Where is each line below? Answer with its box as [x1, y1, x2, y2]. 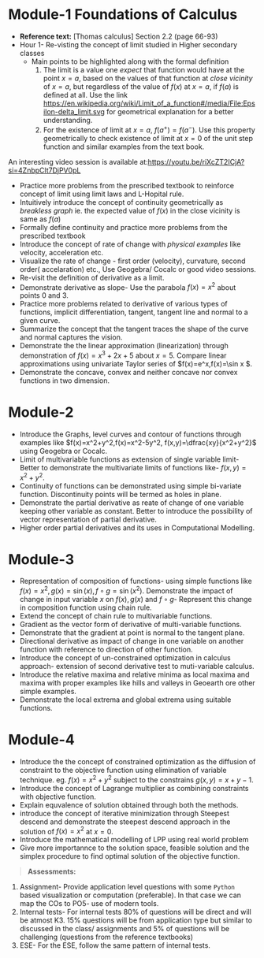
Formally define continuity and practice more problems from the [19, 222, 228, 232]
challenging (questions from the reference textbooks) [19, 932, 194, 942]
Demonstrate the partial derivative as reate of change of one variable [19, 498, 244, 507]
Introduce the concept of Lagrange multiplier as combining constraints [19, 783, 249, 793]
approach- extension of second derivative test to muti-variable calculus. [19, 662, 255, 671]
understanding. [43, 115, 93, 124]
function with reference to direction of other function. [19, 644, 193, 655]
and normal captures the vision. [19, 332, 123, 342]
